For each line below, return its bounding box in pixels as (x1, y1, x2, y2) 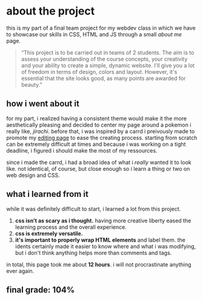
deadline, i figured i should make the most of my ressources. (6, 147, 158, 154)
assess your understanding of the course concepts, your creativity (21, 55, 188, 62)
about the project (6, 4, 95, 18)
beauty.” (21, 81, 42, 88)
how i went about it (6, 99, 80, 109)
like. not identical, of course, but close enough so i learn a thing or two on (6, 165, 190, 172)
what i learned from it (6, 189, 89, 199)
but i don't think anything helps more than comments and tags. (15, 249, 172, 256)
